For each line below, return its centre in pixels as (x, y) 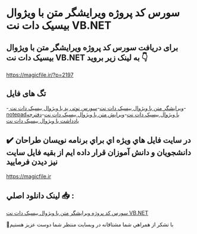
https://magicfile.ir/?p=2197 (40, 75)
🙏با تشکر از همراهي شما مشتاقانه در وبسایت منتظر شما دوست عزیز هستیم (90, 224)
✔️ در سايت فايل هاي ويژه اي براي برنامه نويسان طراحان (99, 140)
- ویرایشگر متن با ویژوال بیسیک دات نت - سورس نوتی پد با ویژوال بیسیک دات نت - (96, 108)
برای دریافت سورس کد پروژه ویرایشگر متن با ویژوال (92, 47)
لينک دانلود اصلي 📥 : (40, 196)
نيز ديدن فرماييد (32, 162)
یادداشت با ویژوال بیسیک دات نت (43, 121)
